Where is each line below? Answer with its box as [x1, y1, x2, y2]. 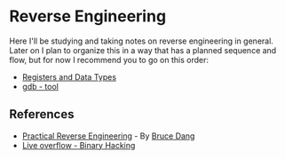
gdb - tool [21, 81, 59, 91]
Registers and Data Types [21, 71, 117, 82]
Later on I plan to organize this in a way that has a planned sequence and [9, 44, 277, 55]
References [9, 107, 75, 122]
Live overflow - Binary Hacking [21, 139, 136, 150]
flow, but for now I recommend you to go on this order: [9, 54, 209, 65]
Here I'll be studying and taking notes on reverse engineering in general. [9, 36, 273, 46]
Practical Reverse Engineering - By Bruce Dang [21, 131, 195, 141]
